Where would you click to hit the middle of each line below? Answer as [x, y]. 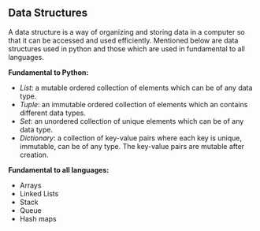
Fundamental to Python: [48, 72]
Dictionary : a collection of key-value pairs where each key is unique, [131, 138]
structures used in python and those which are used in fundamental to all [127, 48]
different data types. [53, 113]
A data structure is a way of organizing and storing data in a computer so [127, 32]
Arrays [30, 185]
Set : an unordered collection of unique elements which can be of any [132, 121]
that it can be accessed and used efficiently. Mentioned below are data [123, 40]
